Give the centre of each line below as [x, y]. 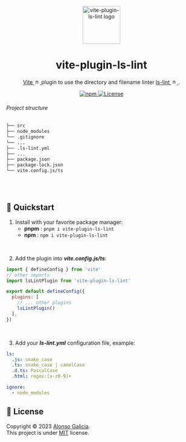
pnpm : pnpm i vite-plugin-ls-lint [69, 228]
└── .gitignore [25, 137]
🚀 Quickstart [30, 207]
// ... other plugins [44, 303]
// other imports [28, 275]
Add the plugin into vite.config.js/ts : [61, 258]
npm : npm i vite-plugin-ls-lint [66, 235]
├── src [16, 126]
